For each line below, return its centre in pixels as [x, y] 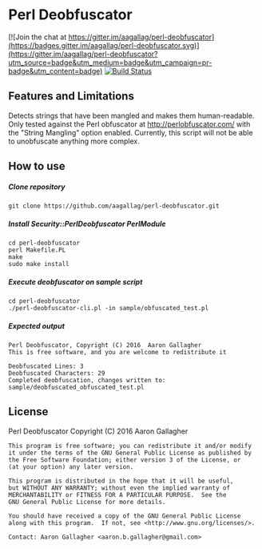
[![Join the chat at [38, 37]
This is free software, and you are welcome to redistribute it [117, 353]
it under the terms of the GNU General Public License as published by [130, 453]
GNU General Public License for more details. [87, 502]
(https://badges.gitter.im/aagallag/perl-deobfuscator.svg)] [104, 45]
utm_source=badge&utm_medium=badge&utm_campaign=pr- [110, 63]
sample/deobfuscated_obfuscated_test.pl [77, 388]
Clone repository [37, 187]
